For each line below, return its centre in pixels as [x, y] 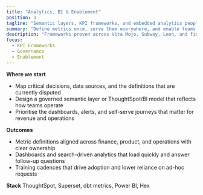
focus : [14, 40]
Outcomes [20, 130]
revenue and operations [45, 118]
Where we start [26, 74]
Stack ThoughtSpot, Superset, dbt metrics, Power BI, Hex [78, 185]
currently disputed [38, 92]
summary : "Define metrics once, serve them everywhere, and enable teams [101, 29]
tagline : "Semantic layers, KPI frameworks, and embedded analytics [94, 23]
